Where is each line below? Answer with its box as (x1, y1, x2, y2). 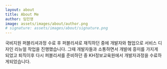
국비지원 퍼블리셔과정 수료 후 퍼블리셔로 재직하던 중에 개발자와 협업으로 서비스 (5, 40, 157, 46)
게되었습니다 (5, 59, 30, 65)
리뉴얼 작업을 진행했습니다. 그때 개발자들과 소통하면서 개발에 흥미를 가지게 (14, 46, 159, 52)
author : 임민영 (5, 16, 34, 21)
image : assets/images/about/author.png (5, 21, 88, 26)
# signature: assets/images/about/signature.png (5, 26, 108, 31)
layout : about (5, 7, 35, 12)
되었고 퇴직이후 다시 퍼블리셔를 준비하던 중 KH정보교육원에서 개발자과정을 (5, 53, 149, 59)
